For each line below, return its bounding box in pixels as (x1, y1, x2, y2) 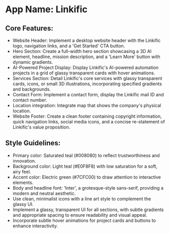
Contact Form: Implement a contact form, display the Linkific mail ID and (12, 92, 164, 97)
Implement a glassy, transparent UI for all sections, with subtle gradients (12, 206, 164, 213)
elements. (12, 179, 34, 186)
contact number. (12, 97, 47, 103)
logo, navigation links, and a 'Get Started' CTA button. (12, 43, 125, 49)
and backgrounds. (12, 86, 51, 92)
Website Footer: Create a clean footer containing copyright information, (12, 113, 162, 119)
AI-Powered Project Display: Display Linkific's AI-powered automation (12, 65, 159, 70)
